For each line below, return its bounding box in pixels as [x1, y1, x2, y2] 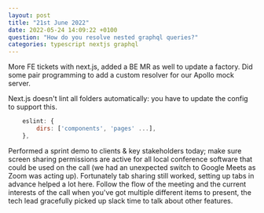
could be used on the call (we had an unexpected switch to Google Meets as [8, 162, 256, 172]
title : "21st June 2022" [8, 19, 90, 27]
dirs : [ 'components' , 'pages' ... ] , [36, 125, 156, 132]
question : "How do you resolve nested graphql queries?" [8, 33, 199, 42]
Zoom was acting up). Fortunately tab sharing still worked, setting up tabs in [8, 171, 255, 180]
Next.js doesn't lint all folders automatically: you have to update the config [8, 94, 249, 103]
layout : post [8, 11, 51, 20]
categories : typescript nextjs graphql [8, 41, 139, 49]
